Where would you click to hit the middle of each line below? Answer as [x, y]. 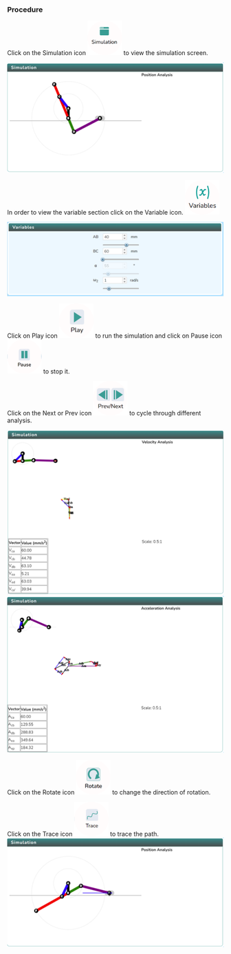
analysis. [20, 420]
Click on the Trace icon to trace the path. [83, 834]
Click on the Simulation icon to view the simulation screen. [108, 53]
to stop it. [56, 371]
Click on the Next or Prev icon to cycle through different [104, 413]
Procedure [25, 10]
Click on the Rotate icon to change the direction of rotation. [109, 792]
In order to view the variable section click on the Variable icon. [95, 212]
